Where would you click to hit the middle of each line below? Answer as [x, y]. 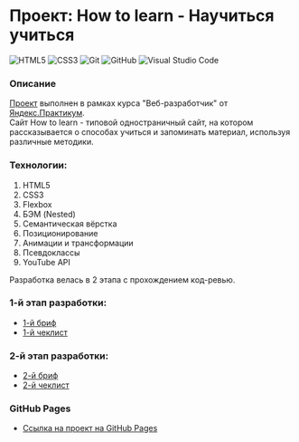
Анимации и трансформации [78, 243]
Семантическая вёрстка [70, 224]
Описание [33, 83]
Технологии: [38, 166]
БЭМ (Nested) [49, 214]
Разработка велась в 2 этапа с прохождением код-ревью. [122, 279]
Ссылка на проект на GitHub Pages [90, 428]
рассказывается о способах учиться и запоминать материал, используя [150, 132]
